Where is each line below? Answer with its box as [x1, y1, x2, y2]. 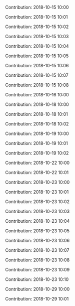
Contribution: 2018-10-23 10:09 [5, 267, 70, 272]
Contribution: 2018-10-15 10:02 [5, 24, 69, 30]
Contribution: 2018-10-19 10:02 [5, 150, 69, 156]
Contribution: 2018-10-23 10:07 [5, 247, 69, 253]
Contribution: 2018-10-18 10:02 [5, 121, 69, 127]
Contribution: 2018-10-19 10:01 [5, 140, 68, 146]
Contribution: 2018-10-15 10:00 [5, 5, 69, 10]
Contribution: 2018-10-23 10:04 [5, 218, 70, 224]
